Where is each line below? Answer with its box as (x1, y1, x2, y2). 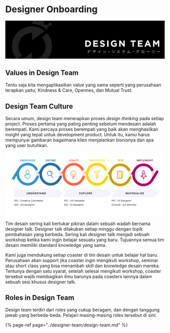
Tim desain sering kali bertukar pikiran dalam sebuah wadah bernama (5, 220, 151, 227)
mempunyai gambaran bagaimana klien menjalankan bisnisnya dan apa (5, 137, 154, 143)
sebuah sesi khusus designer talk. (5, 279, 76, 285)
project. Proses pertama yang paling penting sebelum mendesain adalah (5, 121, 156, 127)
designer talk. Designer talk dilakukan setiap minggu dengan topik (5, 226, 143, 232)
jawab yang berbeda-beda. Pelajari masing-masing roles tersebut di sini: (5, 312, 157, 318)
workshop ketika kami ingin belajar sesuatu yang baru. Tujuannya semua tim (5, 237, 164, 243)
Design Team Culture (5, 102, 73, 110)
